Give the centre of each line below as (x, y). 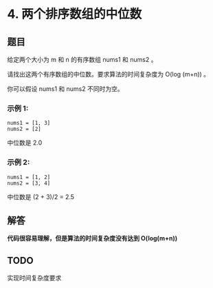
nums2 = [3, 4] (29, 183)
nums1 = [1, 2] (29, 177)
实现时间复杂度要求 (34, 278)
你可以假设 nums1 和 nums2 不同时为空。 (65, 89)
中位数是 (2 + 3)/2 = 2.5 (41, 196)
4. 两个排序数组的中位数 (75, 14)
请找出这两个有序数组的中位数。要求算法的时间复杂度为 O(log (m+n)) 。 (109, 74)
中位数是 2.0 (25, 143)
